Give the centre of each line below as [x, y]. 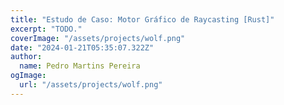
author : [26, 57]
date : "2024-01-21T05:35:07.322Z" [82, 47]
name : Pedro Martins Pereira [80, 66]
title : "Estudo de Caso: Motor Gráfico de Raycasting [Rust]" [142, 19]
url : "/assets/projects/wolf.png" [91, 85]
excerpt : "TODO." [46, 29]
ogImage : [28, 76]
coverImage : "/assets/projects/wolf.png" [98, 38]
